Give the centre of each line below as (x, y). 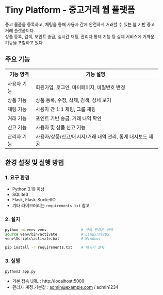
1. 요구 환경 (17, 178)
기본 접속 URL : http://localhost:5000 (48, 281)
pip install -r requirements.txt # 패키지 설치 (55, 248)
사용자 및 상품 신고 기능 (61, 127)
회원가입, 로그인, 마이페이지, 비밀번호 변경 (80, 87)
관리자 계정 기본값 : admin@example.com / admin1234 (65, 287)
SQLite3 (20, 194)
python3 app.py (20, 271)
